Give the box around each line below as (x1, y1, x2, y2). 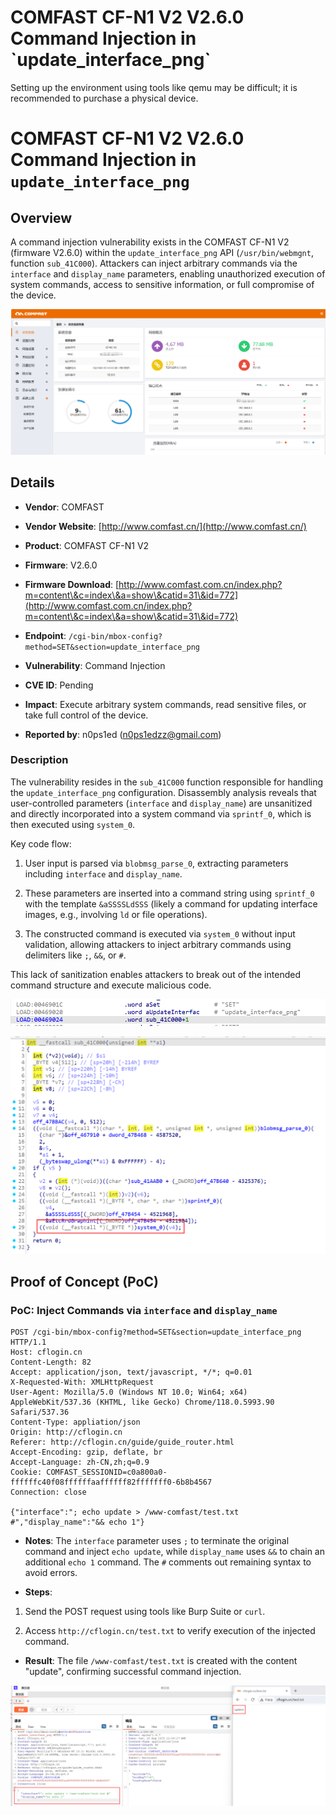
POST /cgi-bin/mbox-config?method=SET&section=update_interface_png (10, 1327, 302, 1338)
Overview (10, 209, 73, 226)
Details (10, 474, 55, 491)
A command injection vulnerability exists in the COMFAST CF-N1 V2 (10, 236, 290, 248)
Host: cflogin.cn (10, 1347, 83, 1358)
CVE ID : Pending (24, 679, 94, 691)
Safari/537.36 (10, 1407, 70, 1418)
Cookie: (10, 1467, 43, 1478)
